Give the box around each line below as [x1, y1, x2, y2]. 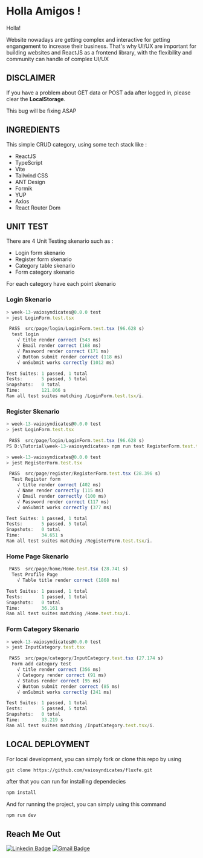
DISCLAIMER [6, 73, 56, 83]
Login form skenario [14, 249, 65, 257]
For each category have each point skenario [6, 280, 116, 288]
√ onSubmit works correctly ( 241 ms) [17, 689, 112, 695]
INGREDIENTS [6, 125, 60, 135]
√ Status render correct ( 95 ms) [17, 678, 101, 684]
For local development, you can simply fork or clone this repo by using [6, 755, 182, 762]
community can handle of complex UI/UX [6, 55, 109, 62]
